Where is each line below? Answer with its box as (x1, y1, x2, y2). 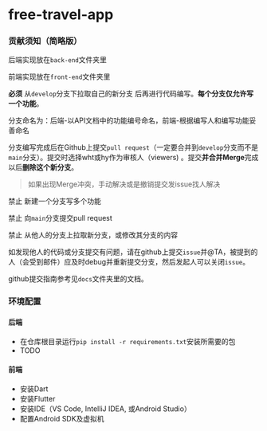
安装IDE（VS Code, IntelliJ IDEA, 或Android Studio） (19, 404, 191, 413)
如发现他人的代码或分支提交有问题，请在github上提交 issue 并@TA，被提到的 (8, 247, 258, 257)
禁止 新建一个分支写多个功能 (8, 197, 101, 206)
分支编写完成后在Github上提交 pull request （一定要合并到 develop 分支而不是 (8, 143, 259, 152)
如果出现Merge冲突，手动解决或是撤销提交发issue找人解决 (27, 179, 221, 189)
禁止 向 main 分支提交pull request (8, 214, 113, 223)
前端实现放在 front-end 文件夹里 (8, 72, 111, 81)
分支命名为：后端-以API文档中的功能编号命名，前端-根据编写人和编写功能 (8, 116, 249, 125)
